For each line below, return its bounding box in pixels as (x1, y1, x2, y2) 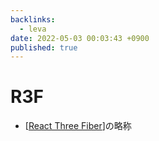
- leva (19, 24, 47, 34)
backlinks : (10, 14, 56, 25)
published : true (10, 42, 78, 53)
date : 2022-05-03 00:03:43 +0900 (10, 33, 150, 43)
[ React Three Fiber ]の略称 (24, 120, 132, 132)
